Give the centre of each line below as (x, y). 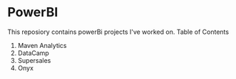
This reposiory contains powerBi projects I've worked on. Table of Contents (118, 32)
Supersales (34, 60)
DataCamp (34, 53)
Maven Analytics (42, 45)
